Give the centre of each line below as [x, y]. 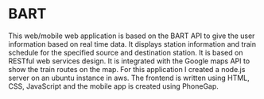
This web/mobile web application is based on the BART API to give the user [132, 36]
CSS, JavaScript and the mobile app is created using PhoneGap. [113, 86]
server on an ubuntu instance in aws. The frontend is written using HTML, [129, 78]
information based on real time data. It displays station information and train [132, 44]
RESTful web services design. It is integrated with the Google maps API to [129, 61]
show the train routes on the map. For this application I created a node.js [127, 69]
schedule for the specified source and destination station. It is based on [126, 52]
